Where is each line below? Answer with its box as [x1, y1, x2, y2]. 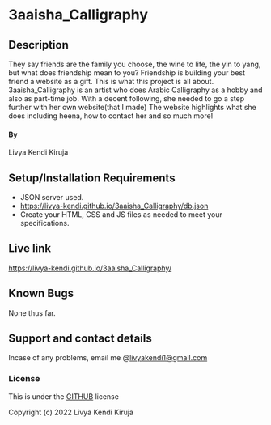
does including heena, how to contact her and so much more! [8, 111, 214, 121]
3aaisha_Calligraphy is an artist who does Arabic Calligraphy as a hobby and [8, 85, 263, 95]
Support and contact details [8, 332, 152, 346]
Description [8, 38, 69, 52]
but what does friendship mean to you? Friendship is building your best [8, 68, 245, 78]
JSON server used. [19, 193, 84, 202]
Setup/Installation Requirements [8, 171, 176, 185]
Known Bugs [8, 287, 74, 300]
